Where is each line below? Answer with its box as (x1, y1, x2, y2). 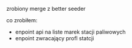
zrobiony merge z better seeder (6, 5, 86, 12)
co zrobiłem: (6, 17, 38, 23)
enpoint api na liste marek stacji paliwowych (15, 28, 126, 35)
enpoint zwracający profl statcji (15, 35, 94, 41)
